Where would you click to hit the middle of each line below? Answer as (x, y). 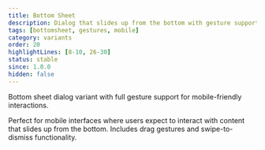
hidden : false (32, 74)
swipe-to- (217, 129)
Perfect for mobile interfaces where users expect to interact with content (127, 120)
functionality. (56, 137)
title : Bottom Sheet (42, 15)
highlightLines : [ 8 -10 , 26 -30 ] (60, 52)
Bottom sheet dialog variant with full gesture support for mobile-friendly (125, 96)
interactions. (28, 105)
